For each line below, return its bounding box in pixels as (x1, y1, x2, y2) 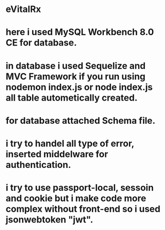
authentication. (6, 159, 72, 170)
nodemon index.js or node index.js (6, 81, 153, 93)
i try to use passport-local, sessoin (6, 182, 154, 193)
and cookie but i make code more (6, 193, 146, 204)
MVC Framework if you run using (6, 71, 146, 82)
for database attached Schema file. (6, 115, 156, 126)
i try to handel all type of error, (6, 138, 134, 149)
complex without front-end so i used (6, 203, 160, 215)
